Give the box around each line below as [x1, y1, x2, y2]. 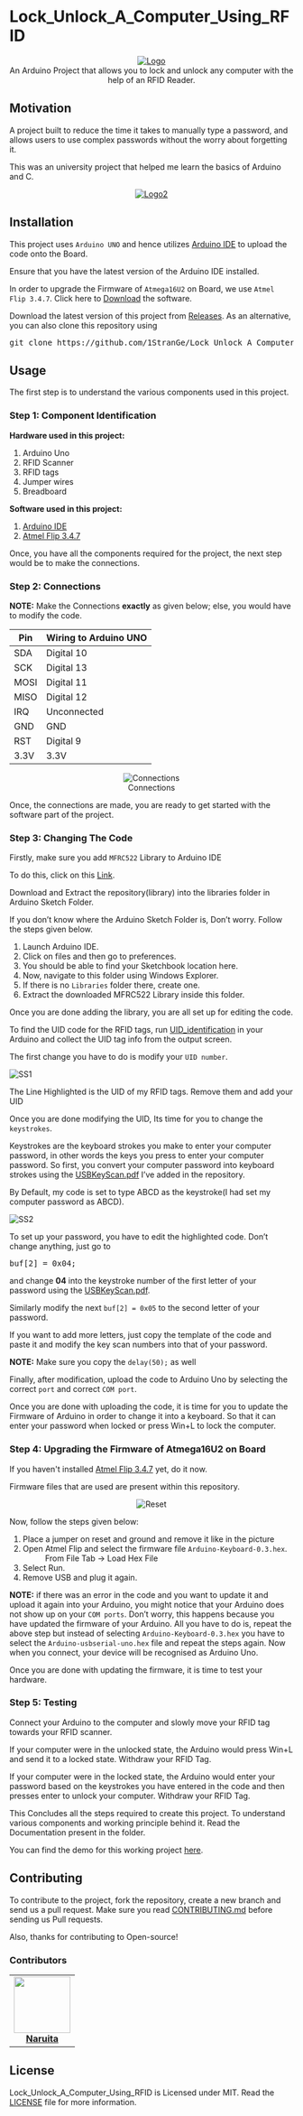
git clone [9, 337, 52, 348]
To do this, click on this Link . [9, 869, 115, 881]
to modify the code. [9, 609, 83, 620]
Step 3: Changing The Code [9, 831, 133, 844]
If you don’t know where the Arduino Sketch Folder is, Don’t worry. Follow [9, 914, 282, 925]
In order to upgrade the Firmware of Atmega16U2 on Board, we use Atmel [9, 283, 275, 294]
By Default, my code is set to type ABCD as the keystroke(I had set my [9, 1187, 271, 1198]
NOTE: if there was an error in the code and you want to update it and [9, 1589, 269, 1600]
